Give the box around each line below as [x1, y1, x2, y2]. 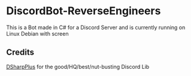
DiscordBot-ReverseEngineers [6, 4, 161, 18]
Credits [6, 47, 35, 58]
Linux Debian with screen [6, 30, 69, 37]
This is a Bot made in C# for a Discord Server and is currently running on [6, 24, 186, 31]
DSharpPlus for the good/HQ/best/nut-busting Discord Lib [6, 63, 150, 70]
